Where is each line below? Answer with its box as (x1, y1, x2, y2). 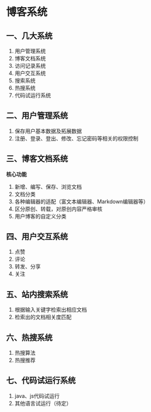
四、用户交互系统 (6, 231, 68, 242)
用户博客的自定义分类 (14, 212, 66, 220)
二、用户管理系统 (6, 110, 68, 121)
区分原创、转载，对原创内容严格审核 (14, 205, 103, 212)
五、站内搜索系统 (6, 289, 68, 299)
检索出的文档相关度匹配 (14, 313, 72, 321)
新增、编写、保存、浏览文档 (14, 183, 82, 190)
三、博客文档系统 (6, 154, 68, 164)
